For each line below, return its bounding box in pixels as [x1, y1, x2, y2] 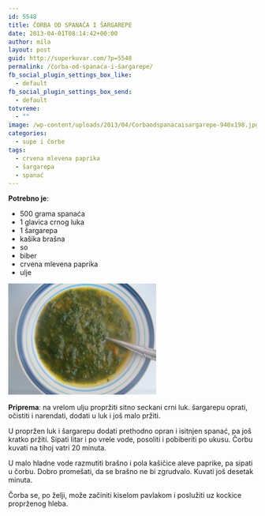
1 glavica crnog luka [19, 217, 85, 227]
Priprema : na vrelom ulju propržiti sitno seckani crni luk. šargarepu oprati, [8, 403, 248, 412]
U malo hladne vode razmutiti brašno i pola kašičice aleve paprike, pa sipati [8, 458, 253, 468]
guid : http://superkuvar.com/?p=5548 [8, 55, 132, 62]
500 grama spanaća [19, 209, 85, 219]
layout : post [8, 46, 51, 55]
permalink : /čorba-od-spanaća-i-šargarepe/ [8, 63, 154, 71]
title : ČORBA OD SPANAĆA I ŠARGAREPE [8, 21, 132, 29]
